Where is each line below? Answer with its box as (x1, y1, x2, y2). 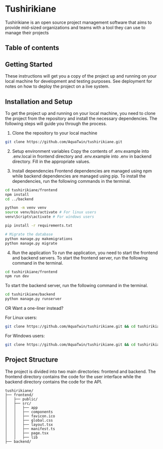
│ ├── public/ (5, 397, 38, 401)
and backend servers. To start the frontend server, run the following (12, 255, 148, 260)
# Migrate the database (5, 232, 53, 237)
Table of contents (5, 44, 59, 52)
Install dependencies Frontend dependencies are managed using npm (12, 168, 152, 174)
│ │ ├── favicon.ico (5, 414, 55, 418)
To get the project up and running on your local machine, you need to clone (5, 110, 156, 116)
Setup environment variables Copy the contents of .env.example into (12, 148, 149, 154)
